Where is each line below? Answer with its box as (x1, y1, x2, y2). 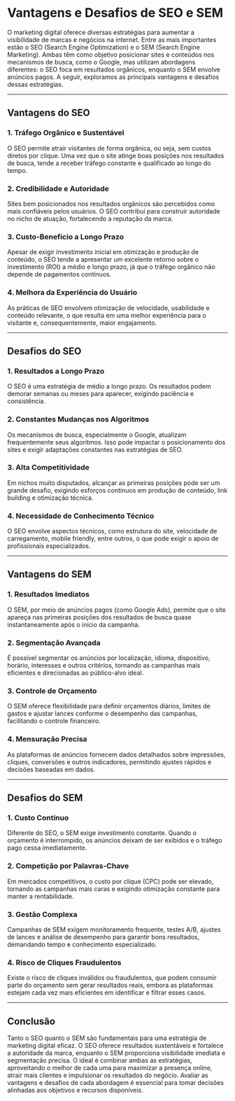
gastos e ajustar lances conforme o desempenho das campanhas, (7, 709, 198, 718)
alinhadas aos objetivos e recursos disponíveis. (7, 1086, 143, 1095)
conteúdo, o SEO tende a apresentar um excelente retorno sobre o (7, 255, 199, 264)
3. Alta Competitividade (7, 463, 90, 472)
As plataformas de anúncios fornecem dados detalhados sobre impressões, (7, 750, 226, 759)
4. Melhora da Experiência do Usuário (7, 288, 138, 297)
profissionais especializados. (7, 542, 91, 550)
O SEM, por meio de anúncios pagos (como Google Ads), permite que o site (7, 605, 226, 614)
